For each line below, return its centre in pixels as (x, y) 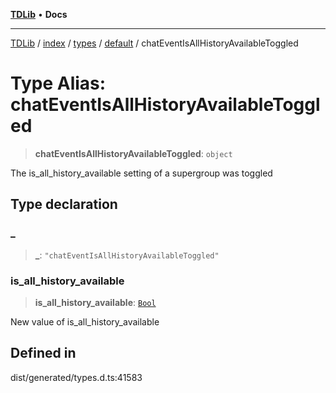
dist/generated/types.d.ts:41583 (76, 377)
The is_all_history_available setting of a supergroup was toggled (141, 173)
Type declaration (64, 204)
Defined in (43, 353)
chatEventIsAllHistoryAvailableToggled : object (133, 153)
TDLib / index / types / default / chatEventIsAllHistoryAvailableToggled (154, 43)
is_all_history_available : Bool (95, 302)
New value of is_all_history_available (85, 321)
